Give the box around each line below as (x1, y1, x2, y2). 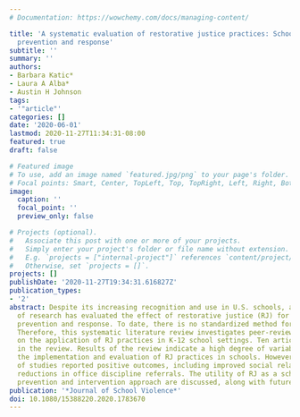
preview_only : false (17, 212, 94, 221)
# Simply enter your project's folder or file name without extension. (9, 244, 290, 253)
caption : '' (17, 195, 62, 204)
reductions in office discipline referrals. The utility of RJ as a (17, 369, 278, 379)
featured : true (9, 138, 66, 147)
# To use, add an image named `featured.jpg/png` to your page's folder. (9, 170, 290, 179)
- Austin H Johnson (9, 87, 82, 97)
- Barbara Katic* (9, 71, 74, 81)
